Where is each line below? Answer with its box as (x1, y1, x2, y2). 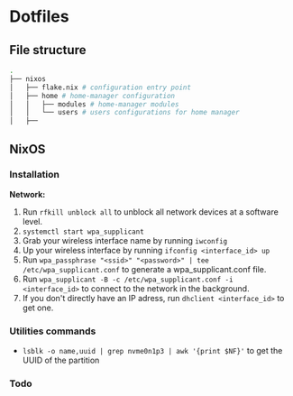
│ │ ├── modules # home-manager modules (9, 99, 179, 109)
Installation (9, 169, 60, 181)
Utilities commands (9, 325, 96, 337)
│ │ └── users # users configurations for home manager (9, 108, 241, 117)
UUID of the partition (22, 355, 100, 366)
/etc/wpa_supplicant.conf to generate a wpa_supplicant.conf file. (22, 263, 267, 274)
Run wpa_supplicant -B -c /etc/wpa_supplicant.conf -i (22, 273, 233, 284)
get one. (22, 302, 54, 313)
